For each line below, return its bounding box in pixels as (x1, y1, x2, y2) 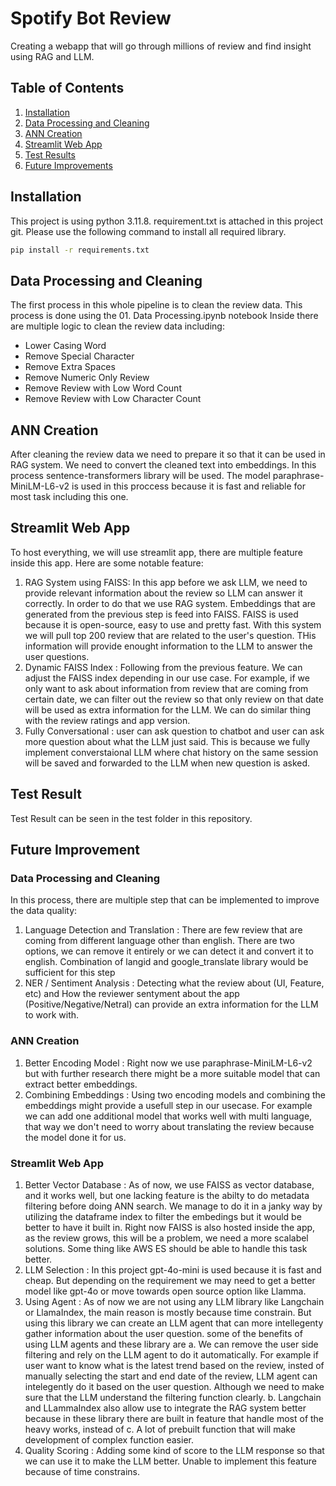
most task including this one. (10, 491, 129, 503)
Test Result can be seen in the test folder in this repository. (10, 812, 253, 824)
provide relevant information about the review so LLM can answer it (24, 587, 303, 599)
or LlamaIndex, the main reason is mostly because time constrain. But (24, 1306, 312, 1318)
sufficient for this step (24, 967, 116, 979)
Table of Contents (10, 80, 125, 97)
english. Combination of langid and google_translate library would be (24, 956, 309, 968)
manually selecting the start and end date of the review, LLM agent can (24, 1370, 318, 1382)
